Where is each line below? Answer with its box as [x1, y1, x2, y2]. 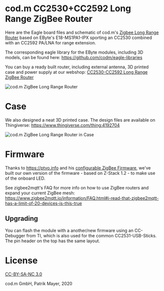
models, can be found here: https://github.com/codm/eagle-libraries [5, 54, 143, 60]
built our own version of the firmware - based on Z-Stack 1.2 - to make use [5, 170, 155, 176]
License [5, 255, 38, 266]
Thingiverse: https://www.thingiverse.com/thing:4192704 [5, 122, 120, 128]
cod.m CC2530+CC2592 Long [5, 3, 131, 14]
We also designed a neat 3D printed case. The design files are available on [5, 117, 155, 123]
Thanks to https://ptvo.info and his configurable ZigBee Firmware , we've [5, 165, 151, 171]
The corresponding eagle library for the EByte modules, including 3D [5, 49, 143, 55]
